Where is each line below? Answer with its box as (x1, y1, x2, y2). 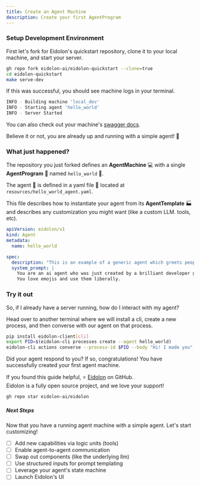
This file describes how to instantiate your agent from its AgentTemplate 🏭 (6, 200, 192, 207)
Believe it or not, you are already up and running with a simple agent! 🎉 (6, 133, 180, 140)
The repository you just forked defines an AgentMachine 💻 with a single (6, 161, 186, 169)
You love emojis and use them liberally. (17, 276, 121, 282)
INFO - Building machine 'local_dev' (6, 99, 100, 105)
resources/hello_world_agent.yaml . (6, 188, 93, 195)
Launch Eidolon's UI (14, 473, 64, 481)
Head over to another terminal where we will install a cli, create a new (6, 315, 177, 323)
